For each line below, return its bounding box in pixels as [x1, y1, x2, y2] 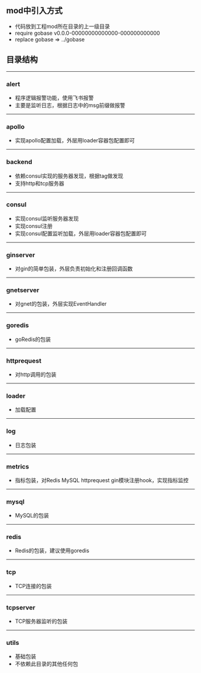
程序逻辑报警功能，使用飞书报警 [14, 94, 94, 101]
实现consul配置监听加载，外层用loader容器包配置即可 [14, 230, 147, 237]
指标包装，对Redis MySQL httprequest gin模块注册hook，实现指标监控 [14, 476, 189, 483]
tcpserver [6, 603, 36, 611]
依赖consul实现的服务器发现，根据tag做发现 [14, 172, 124, 179]
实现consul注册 [14, 222, 53, 229]
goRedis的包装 [14, 336, 51, 343]
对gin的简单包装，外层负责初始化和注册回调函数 [14, 265, 133, 272]
